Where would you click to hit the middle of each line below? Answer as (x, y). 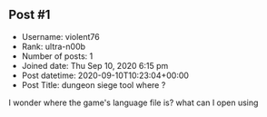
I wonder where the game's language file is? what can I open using (133, 102)
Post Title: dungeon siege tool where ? (94, 84)
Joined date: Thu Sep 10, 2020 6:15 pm (95, 65)
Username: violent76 (61, 36)
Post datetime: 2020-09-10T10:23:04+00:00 (105, 75)
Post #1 (30, 15)
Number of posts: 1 (57, 56)
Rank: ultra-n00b (54, 46)
